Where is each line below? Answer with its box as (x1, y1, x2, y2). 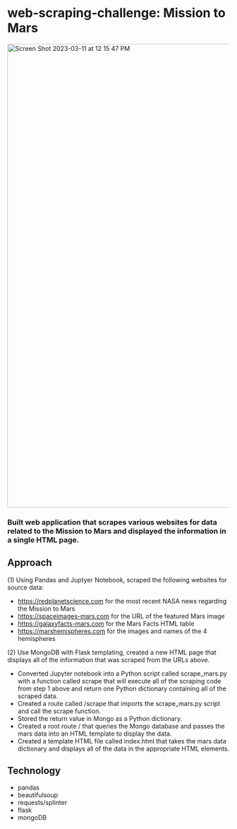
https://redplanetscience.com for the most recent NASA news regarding (17, 596, 227, 605)
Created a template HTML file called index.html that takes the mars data (17, 736, 227, 745)
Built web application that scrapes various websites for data (7, 517, 217, 527)
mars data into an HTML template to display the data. (17, 729, 172, 738)
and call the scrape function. (17, 707, 101, 715)
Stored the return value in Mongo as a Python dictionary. (17, 714, 182, 722)
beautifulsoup (17, 791, 59, 799)
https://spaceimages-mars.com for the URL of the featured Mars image (17, 611, 225, 620)
